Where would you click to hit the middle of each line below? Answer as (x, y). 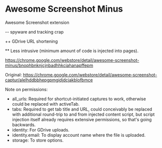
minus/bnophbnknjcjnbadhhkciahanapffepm (49, 65)
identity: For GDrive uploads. (40, 129)
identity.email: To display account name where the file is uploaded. (79, 135)
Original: (14, 74)
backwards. (24, 125)
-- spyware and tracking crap (34, 32)
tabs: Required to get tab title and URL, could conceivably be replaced (82, 109)
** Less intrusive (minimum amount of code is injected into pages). (72, 51)
